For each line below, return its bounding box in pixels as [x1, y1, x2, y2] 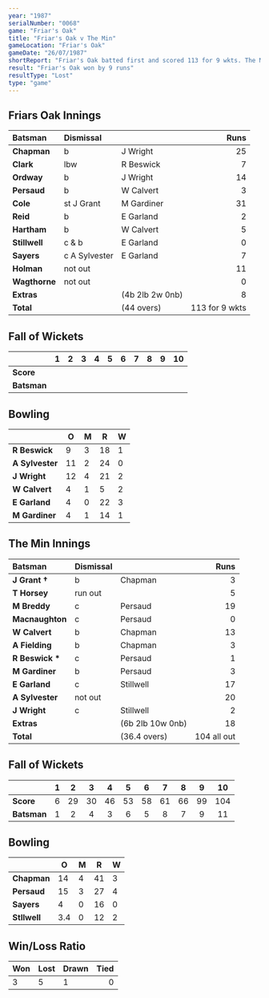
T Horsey [12, 587, 49, 598]
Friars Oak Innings [8, 108, 102, 122]
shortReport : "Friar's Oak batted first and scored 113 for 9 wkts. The [8, 57, 256, 65]
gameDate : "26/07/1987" [8, 49, 88, 57]
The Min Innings [8, 537, 90, 550]
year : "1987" [8, 11, 52, 20]
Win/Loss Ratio [8, 939, 86, 953]
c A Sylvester [63, 250, 114, 262]
